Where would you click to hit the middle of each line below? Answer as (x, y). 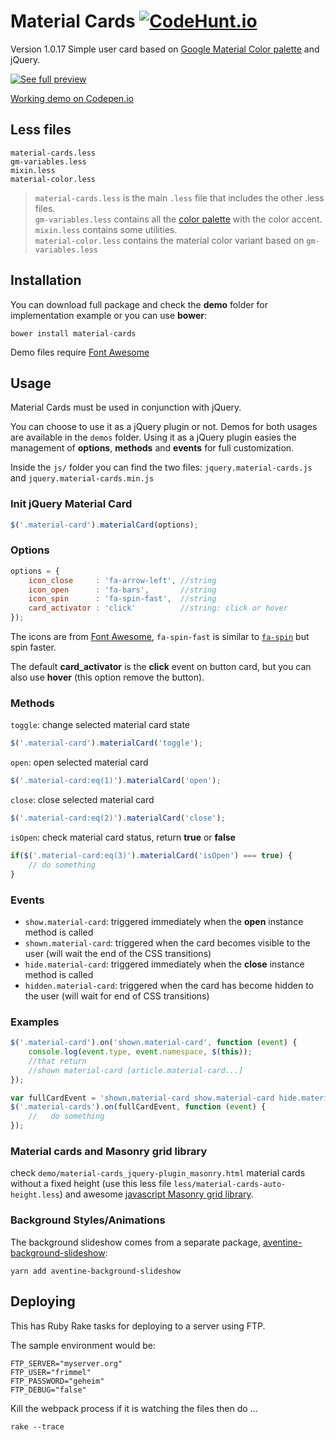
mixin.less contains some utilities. (106, 229)
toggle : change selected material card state (100, 725)
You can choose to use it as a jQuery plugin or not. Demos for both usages (164, 427)
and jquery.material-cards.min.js (82, 478)
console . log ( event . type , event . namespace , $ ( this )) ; (140, 1052)
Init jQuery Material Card (71, 504)
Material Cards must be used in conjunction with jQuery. (126, 407)
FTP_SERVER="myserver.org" (66, 1363)
